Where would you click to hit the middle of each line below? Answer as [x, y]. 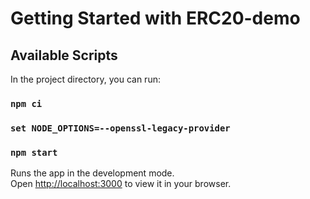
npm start [34, 152]
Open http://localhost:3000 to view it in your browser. [121, 184]
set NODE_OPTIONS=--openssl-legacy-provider [120, 128]
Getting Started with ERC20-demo [155, 18]
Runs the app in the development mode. [92, 173]
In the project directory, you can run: [85, 79]
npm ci [26, 103]
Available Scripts [64, 55]
